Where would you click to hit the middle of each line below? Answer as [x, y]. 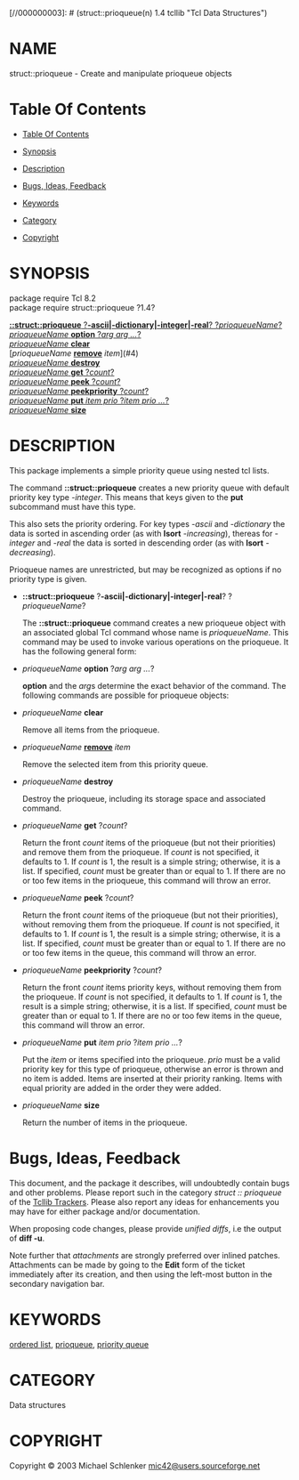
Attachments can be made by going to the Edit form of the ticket [127, 1265]
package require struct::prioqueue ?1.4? [82, 307]
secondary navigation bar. [57, 1283]
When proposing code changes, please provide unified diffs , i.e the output [145, 1228]
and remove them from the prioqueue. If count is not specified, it [141, 852]
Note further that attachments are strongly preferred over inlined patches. [145, 1255]
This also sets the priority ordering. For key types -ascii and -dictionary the [147, 523]
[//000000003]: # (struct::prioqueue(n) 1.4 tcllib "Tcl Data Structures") [138, 13]
